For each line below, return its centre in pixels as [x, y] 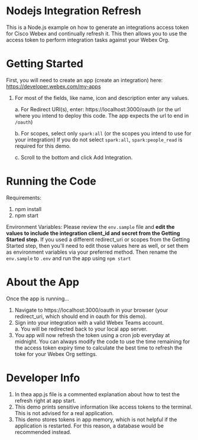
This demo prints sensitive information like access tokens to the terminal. [103, 407]
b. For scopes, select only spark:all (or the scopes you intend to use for [103, 133]
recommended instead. [43, 432]
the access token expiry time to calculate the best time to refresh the [98, 348]
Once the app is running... [38, 298]
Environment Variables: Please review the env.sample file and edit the [90, 227]
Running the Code [51, 181]
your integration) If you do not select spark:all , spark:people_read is [98, 140]
